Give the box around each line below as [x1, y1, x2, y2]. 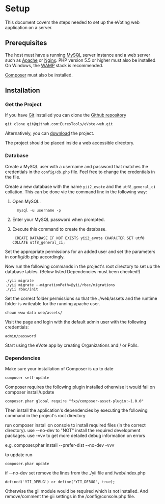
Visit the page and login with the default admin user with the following [5, 319, 146, 324]
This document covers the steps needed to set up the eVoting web [5, 19, 140, 25]
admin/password [5, 333, 36, 338]
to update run [5, 452, 33, 458]
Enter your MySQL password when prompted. [12, 216, 105, 222]
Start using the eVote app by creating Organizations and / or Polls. [5, 342, 139, 348]
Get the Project [5, 101, 42, 108]
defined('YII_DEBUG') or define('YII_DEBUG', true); [5, 479, 115, 485]
